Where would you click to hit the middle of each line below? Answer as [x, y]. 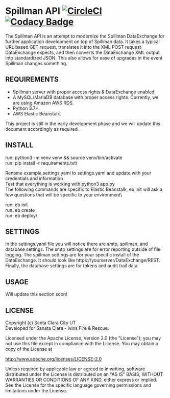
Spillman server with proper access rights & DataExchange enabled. [84, 92]
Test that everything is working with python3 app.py [60, 184]
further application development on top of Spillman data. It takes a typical [82, 42]
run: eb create [20, 210]
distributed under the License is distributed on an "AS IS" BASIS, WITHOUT [84, 374]
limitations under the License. [36, 391]
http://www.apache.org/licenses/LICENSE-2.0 [54, 359]
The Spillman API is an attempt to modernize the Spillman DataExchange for [85, 36]
